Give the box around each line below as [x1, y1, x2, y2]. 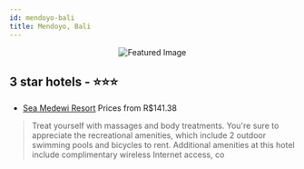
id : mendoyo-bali [9, 13, 75, 23]
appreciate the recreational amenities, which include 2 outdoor [31, 130, 266, 141]
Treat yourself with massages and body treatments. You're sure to [31, 120, 279, 132]
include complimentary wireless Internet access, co [31, 149, 225, 160]
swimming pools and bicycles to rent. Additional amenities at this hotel [31, 140, 295, 151]
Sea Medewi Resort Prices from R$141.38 [22, 103, 177, 114]
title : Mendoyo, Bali [9, 22, 92, 31]
